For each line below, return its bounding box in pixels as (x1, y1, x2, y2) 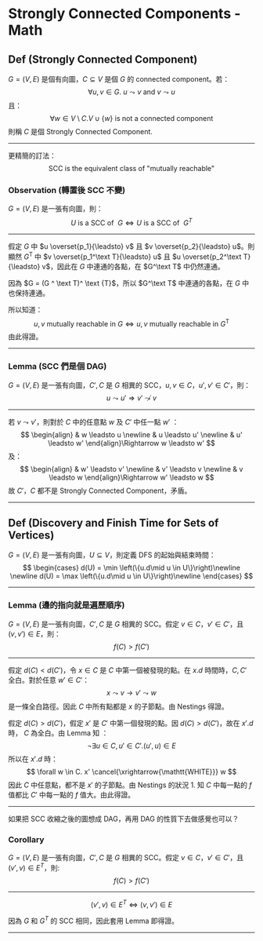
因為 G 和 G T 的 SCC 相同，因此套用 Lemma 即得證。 (8, 915, 178, 925)
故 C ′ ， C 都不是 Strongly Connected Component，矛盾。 (8, 486, 192, 495)
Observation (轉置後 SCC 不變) (8, 184, 126, 195)
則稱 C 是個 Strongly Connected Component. (8, 127, 153, 136)
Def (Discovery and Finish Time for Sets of (8, 516, 219, 530)
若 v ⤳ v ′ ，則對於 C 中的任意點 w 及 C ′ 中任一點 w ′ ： (8, 417, 179, 426)
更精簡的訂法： (8, 151, 56, 160)
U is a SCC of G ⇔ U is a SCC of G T (70, 217, 193, 228)
